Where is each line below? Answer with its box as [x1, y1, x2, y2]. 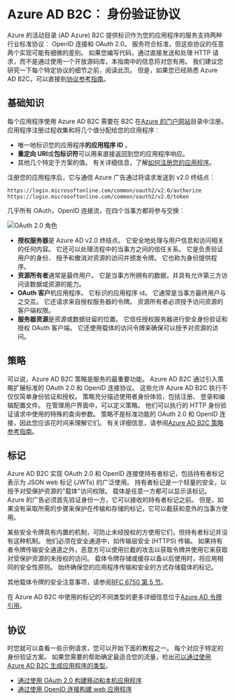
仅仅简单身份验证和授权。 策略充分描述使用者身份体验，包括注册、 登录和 [7, 392, 219, 400]
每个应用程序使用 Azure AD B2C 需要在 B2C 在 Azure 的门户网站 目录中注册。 [7, 117, 227, 125]
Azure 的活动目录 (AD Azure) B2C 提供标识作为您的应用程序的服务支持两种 [7, 31, 222, 39]
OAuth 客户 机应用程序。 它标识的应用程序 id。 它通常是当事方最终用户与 [17, 288, 227, 297]
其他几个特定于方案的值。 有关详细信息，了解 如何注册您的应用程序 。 [17, 158, 215, 167]
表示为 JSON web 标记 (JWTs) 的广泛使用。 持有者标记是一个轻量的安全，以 [7, 478, 227, 486]
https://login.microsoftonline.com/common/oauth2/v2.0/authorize [7, 187, 201, 194]
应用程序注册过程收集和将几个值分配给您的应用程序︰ [7, 125, 161, 134]
